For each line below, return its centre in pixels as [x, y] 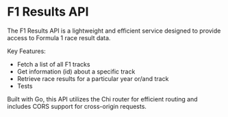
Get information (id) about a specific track [76, 71]
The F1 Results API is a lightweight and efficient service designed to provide [114, 31]
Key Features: [26, 51]
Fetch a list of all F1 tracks [53, 64]
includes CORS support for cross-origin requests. [77, 106]
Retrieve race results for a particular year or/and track [93, 78]
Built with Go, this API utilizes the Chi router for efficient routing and [102, 99]
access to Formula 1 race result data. [59, 37]
